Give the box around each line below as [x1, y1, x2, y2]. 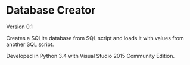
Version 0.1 [6, 23, 33, 30]
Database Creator [6, 4, 96, 17]
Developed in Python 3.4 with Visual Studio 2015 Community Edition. [6, 52, 175, 59]
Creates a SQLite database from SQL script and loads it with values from [6, 34, 184, 41]
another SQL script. [6, 41, 54, 48]
